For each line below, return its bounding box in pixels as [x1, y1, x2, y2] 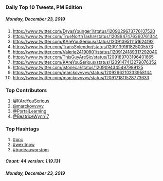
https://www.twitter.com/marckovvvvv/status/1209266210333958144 [12, 70, 152, 75]
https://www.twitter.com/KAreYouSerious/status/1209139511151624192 [12, 38, 154, 44]
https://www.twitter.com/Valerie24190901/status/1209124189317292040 [12, 49, 158, 54]
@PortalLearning [12, 109, 47, 114]
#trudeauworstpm [12, 147, 49, 153]
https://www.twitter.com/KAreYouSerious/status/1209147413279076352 [12, 59, 157, 65]
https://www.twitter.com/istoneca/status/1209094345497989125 [12, 64, 144, 70]
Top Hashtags [5, 126, 39, 132]
